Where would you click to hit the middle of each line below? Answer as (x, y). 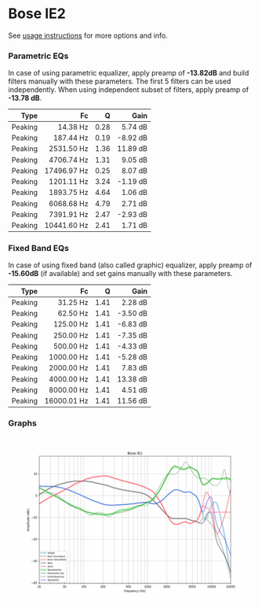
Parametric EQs (38, 56)
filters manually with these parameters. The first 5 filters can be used (120, 81)
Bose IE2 (37, 14)
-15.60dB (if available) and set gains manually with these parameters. (120, 274)
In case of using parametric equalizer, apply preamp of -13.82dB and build (129, 73)
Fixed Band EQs (38, 248)
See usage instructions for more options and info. (88, 35)
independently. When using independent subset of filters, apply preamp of (129, 90)
